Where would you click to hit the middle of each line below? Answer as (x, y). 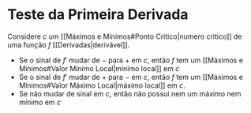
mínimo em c (40, 102)
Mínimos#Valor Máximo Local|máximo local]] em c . (102, 85)
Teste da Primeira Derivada (98, 15)
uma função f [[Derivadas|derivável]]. (69, 44)
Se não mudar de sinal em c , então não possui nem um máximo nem (130, 93)
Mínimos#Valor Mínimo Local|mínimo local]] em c (99, 68)
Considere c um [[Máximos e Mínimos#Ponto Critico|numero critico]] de (125, 36)
